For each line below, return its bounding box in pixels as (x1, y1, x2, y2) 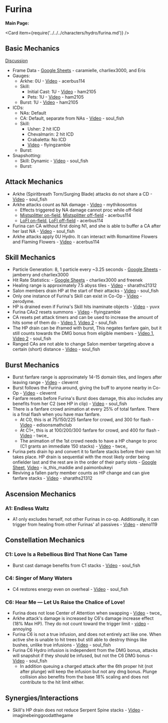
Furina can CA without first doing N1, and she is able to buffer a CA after (12, 223, 161, 229)
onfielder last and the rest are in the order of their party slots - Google (12, 459, 156, 465)
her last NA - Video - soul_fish (12, 228, 75, 234)
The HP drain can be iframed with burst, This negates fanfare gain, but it (12, 325, 162, 331)
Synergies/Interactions (5, 693, 79, 702)
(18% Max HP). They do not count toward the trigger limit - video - (12, 621, 149, 627)
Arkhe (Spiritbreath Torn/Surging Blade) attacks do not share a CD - (12, 191, 152, 197)
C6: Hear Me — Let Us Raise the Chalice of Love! (5, 598, 125, 605)
